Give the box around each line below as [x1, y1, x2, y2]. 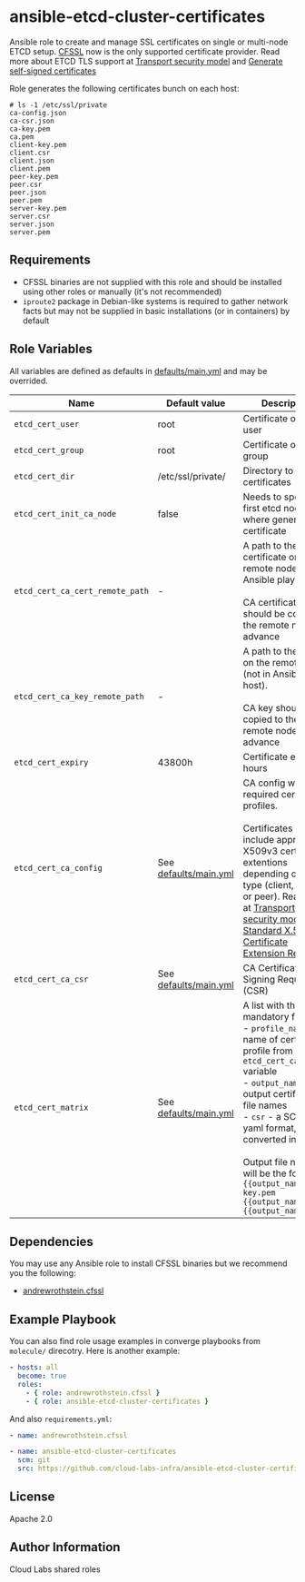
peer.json [9, 188, 47, 197]
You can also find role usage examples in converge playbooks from [9, 1336, 261, 1347]
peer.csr [9, 180, 43, 189]
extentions [242, 855, 288, 868]
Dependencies [9, 1233, 93, 1250]
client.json [9, 156, 54, 165]
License [9, 1489, 55, 1505]
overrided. [9, 375, 48, 386]
